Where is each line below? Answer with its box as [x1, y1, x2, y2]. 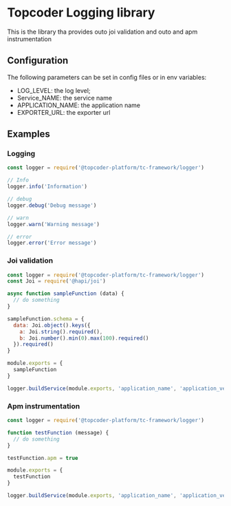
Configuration [7, 55, 69, 67]
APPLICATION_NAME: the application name [16, 101, 141, 109]
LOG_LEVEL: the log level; [16, 86, 91, 94]
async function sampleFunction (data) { [7, 290, 125, 297]
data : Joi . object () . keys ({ [13, 322, 91, 329]
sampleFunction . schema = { [7, 315, 85, 322]
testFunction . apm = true [7, 454, 78, 461]
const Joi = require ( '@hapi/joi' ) [7, 278, 107, 285]
